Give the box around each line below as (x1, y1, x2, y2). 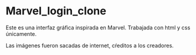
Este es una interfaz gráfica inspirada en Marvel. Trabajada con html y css (5, 24, 191, 31)
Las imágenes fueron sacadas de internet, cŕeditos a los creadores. (5, 42, 174, 49)
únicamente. (5, 30, 37, 37)
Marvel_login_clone (5, 4, 106, 18)
